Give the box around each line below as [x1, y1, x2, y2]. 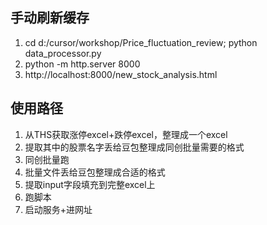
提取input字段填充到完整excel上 [24, 178, 156, 190]
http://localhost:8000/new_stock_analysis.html [24, 68, 218, 80]
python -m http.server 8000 [24, 58, 141, 70]
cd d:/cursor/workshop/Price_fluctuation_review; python [24, 36, 258, 48]
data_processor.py [24, 47, 102, 59]
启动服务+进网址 [24, 203, 93, 215]
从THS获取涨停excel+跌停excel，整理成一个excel [24, 128, 228, 140]
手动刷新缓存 [10, 9, 90, 27]
